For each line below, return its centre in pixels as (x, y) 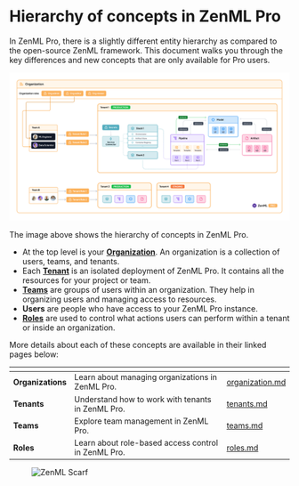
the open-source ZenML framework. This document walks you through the (146, 50)
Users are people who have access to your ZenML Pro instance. (140, 308)
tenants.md (247, 404)
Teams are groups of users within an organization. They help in (138, 289)
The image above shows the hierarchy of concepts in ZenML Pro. (129, 234)
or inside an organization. (69, 328)
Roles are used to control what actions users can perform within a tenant (156, 318)
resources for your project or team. (86, 280)
